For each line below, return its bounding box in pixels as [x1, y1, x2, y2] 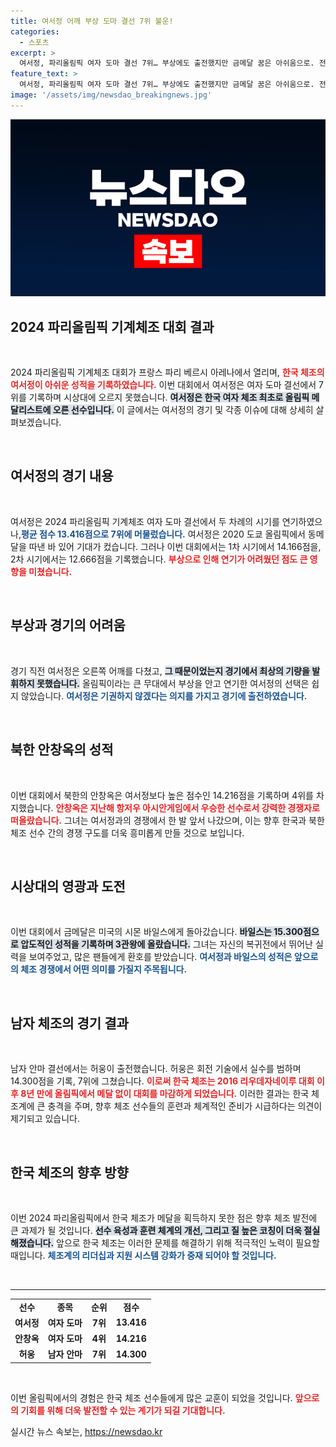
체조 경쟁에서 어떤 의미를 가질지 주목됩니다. [20, 963, 188, 975]
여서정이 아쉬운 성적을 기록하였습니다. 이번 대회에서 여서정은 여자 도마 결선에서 [10, 379, 317, 391]
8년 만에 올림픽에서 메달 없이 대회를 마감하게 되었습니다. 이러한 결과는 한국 [20, 1088, 310, 1100]
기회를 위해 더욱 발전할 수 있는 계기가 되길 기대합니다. [20, 1404, 226, 1416]
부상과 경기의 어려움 [10, 617, 126, 634]
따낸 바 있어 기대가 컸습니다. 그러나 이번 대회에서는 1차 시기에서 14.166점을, [28, 540, 322, 552]
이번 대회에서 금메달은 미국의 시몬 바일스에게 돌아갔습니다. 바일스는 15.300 [10, 926, 304, 938]
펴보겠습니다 [10, 416, 60, 429]
